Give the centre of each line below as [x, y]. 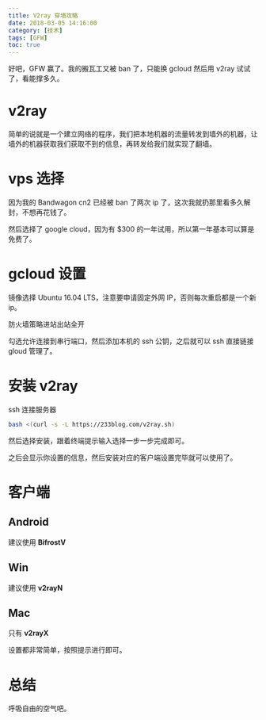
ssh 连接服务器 [32, 409]
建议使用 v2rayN [36, 588]
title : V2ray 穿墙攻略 [43, 15]
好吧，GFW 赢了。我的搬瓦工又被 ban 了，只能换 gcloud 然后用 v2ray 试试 [129, 69]
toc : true [25, 45]
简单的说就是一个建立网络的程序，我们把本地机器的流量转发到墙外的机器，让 [133, 134]
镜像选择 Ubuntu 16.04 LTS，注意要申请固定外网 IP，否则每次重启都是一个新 [132, 297]
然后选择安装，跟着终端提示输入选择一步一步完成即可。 [98, 440]
